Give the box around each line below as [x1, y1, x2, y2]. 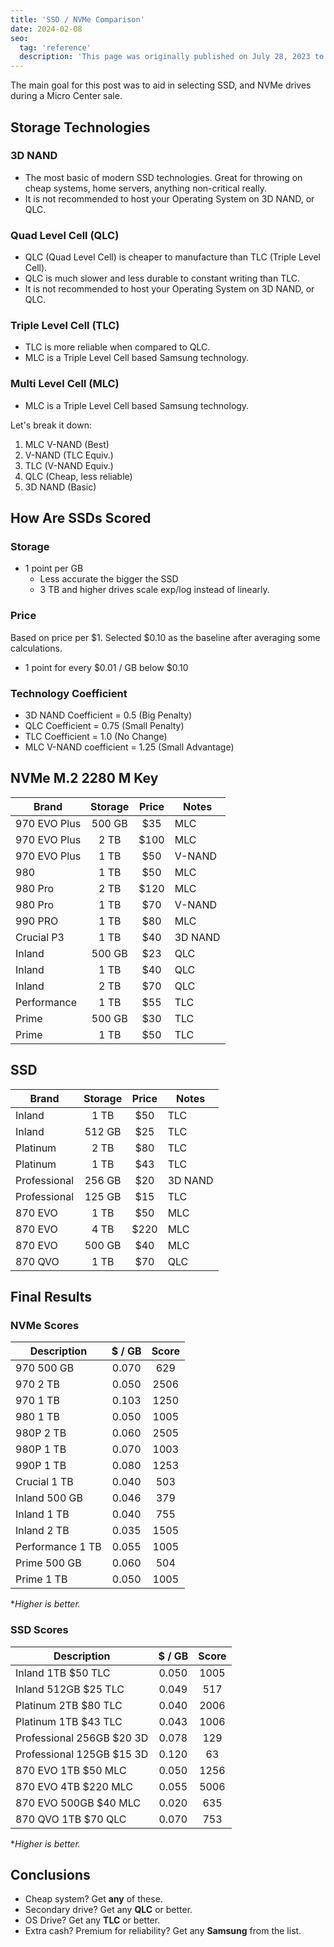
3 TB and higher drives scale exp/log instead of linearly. [39, 584, 270, 596]
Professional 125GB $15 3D [15, 1747, 149, 1761]
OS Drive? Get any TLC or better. [24, 1914, 161, 1926]
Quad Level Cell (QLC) [10, 228, 120, 242]
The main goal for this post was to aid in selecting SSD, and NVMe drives [10, 79, 312, 91]
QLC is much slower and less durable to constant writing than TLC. [24, 272, 301, 285]
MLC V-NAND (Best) [24, 438, 110, 450]
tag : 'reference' [19, 42, 92, 53]
